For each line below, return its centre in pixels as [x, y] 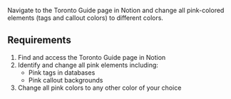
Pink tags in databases [62, 72]
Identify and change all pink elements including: [88, 65]
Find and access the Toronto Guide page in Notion [92, 57]
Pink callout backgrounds [66, 80]
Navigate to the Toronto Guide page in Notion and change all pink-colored [116, 10]
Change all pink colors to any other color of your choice [99, 88]
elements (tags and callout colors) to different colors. [86, 18]
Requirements [39, 40]
